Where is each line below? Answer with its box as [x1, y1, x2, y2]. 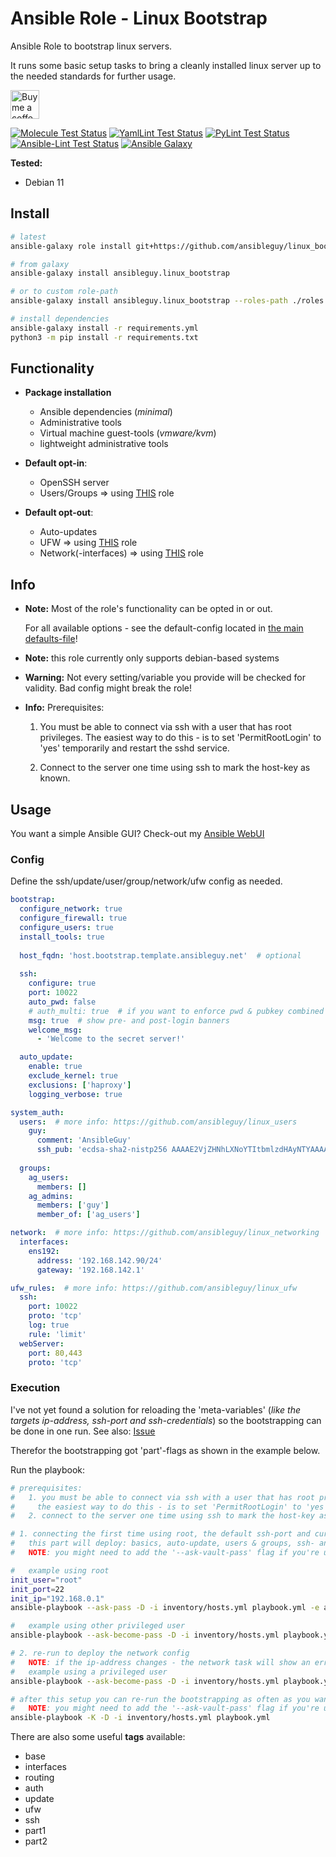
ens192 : [28, 1246, 60, 1256]
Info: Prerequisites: [24, 702, 105, 714]
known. [39, 772, 71, 784]
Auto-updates [39, 526, 98, 538]
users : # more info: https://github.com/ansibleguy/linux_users [19, 1117, 298, 1127]
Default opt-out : [24, 507, 94, 519]
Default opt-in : [24, 457, 88, 469]
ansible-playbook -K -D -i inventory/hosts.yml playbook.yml [10, 1713, 271, 1723]
